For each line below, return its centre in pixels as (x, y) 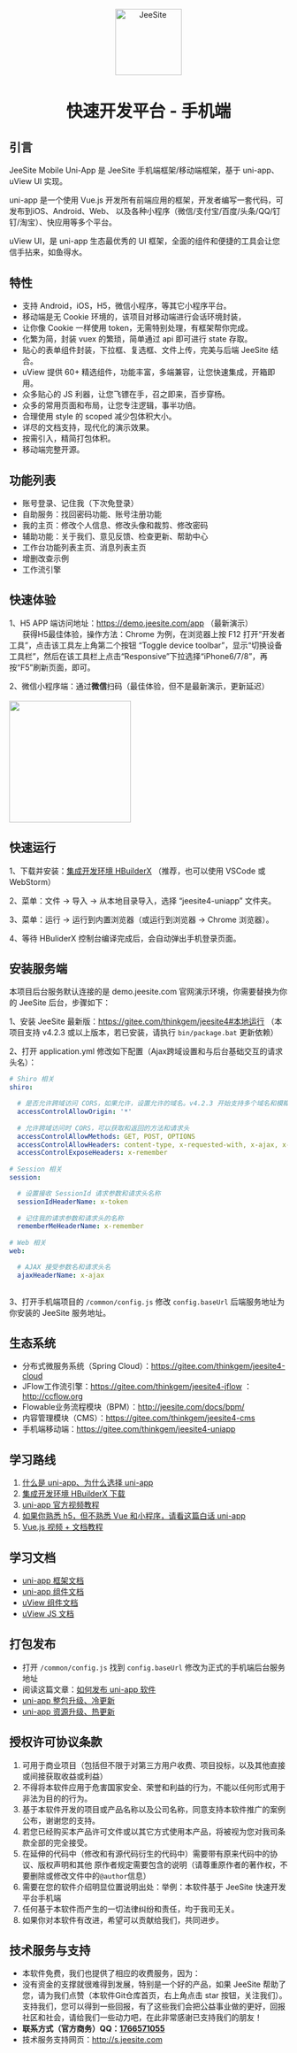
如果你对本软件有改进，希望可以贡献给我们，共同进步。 (122, 1919)
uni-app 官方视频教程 (61, 1505)
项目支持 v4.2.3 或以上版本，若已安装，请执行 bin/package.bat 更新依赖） (144, 1033)
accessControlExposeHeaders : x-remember (92, 1153)
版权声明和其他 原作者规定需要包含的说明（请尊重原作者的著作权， (159, 1865)
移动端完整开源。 (53, 450)
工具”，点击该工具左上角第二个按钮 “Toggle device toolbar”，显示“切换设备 (146, 645)
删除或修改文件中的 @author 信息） (90, 1875)
